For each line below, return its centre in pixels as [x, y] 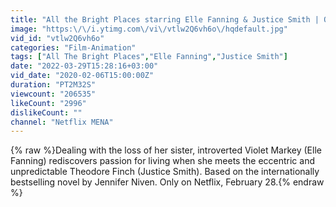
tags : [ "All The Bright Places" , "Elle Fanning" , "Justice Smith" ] [149, 57]
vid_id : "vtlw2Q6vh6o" [57, 38]
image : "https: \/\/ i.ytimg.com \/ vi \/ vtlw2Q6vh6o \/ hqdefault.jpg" [149, 29]
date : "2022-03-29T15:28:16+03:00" [84, 66]
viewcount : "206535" [53, 94]
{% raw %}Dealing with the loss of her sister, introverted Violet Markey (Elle [166, 150]
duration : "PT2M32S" [53, 85]
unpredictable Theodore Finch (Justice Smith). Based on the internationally [165, 172]
